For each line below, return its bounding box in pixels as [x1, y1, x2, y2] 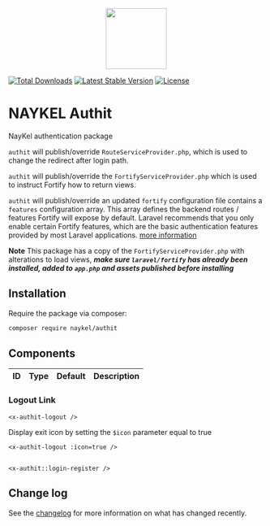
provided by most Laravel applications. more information [8, 230, 197, 240]
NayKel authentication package [8, 131, 114, 141]
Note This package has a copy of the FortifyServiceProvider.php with [8, 246, 245, 255]
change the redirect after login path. [8, 155, 129, 165]
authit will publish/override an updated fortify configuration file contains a [8, 195, 263, 205]
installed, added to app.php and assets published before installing [8, 263, 234, 272]
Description [92, 371, 140, 382]
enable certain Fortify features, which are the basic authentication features [8, 221, 258, 231]
